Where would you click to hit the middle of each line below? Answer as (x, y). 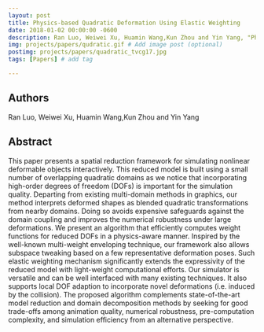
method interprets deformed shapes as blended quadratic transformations (128, 202)
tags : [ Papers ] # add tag (50, 60)
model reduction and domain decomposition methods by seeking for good (128, 303)
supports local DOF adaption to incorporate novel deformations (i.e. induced (132, 286)
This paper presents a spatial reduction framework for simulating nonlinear (129, 160)
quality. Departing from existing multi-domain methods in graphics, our (123, 194)
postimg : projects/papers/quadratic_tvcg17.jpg (88, 52)
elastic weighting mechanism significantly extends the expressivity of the (127, 261)
